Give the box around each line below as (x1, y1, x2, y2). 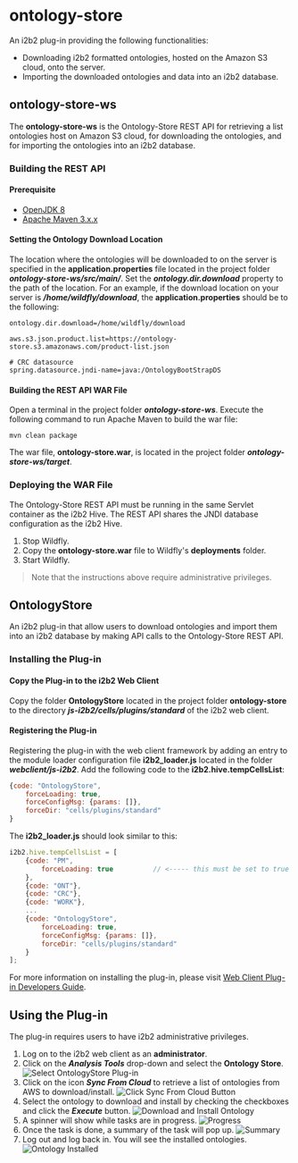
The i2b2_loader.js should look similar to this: (9, 830, 178, 841)
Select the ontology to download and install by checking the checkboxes (21, 1096, 290, 1107)
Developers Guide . (17, 982, 87, 992)
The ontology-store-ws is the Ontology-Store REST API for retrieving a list (9, 121, 284, 131)
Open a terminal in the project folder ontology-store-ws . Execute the (9, 404, 264, 416)
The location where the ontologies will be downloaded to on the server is (9, 254, 277, 265)
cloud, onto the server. (21, 62, 106, 72)
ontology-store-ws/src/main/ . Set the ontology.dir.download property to (9, 274, 284, 284)
